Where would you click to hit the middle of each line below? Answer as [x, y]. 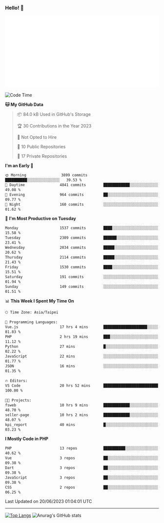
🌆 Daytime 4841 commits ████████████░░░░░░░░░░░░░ [82, 185]
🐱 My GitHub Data [24, 105]
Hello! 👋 [15, 8]
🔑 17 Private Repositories [42, 156]
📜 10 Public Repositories [41, 147]
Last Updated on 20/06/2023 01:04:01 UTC [49, 501]
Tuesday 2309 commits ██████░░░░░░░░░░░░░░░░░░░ [82, 238]
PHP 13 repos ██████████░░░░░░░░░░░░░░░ [82, 448]
